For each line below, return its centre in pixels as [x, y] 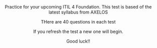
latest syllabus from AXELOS [78, 12]
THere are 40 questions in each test [78, 22]
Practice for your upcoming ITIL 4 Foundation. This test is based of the [78, 7]
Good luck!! [78, 41]
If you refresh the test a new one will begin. [78, 31]
